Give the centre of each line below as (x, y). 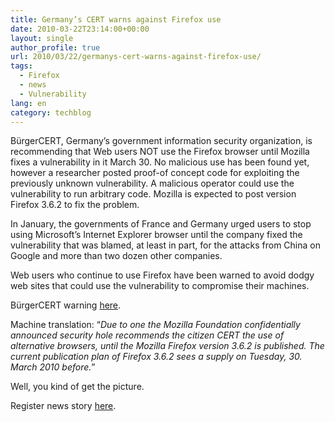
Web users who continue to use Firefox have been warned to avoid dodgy (162, 275)
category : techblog (51, 112)
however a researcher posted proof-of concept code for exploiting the (155, 173)
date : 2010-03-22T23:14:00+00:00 (80, 29)
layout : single (42, 38)
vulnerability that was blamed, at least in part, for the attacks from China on (165, 245)
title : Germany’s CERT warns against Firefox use (116, 19)
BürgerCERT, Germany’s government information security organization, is (161, 141)
